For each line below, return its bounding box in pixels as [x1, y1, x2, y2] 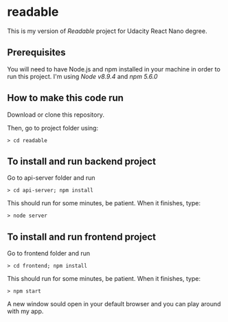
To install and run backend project [7, 155, 157, 167]
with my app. [7, 307, 44, 316]
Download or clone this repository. [7, 111, 105, 119]
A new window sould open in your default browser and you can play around [7, 300, 221, 308]
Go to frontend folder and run [7, 249, 91, 257]
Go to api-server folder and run [7, 174, 95, 182]
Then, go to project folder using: [7, 124, 98, 132]
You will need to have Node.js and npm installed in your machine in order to [7, 65, 221, 73]
